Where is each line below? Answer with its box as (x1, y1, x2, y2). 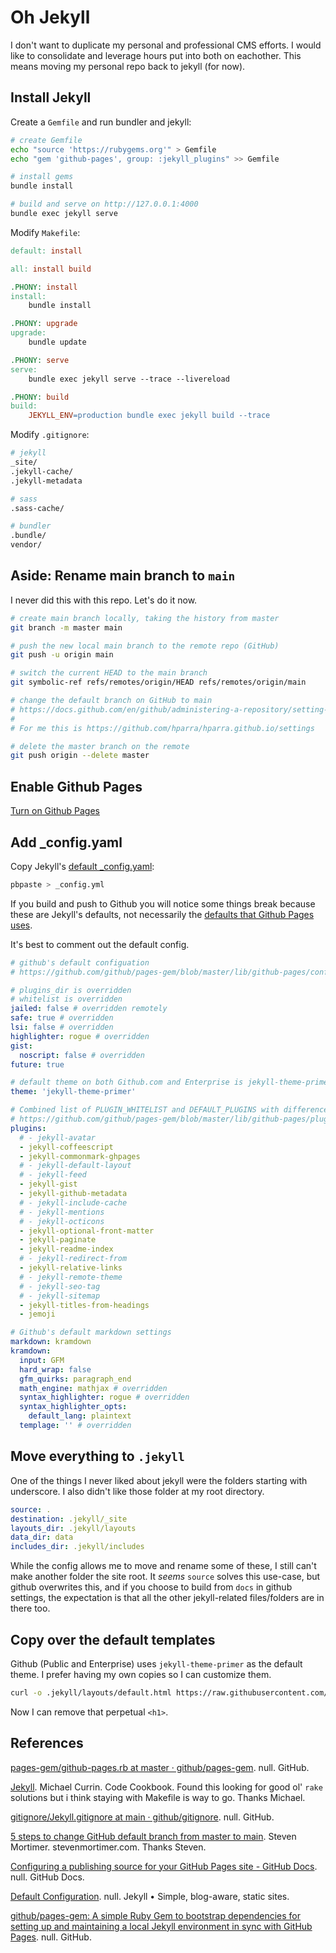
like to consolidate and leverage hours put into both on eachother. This (10, 49, 302, 61)
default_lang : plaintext (28, 1411, 132, 1421)
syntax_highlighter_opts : (19, 1402, 128, 1412)
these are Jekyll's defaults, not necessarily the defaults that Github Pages (10, 908, 315, 920)
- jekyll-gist (19, 1179, 78, 1190)
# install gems (10, 172, 74, 182)
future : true (10, 1059, 65, 1070)
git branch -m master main (10, 622, 123, 633)
